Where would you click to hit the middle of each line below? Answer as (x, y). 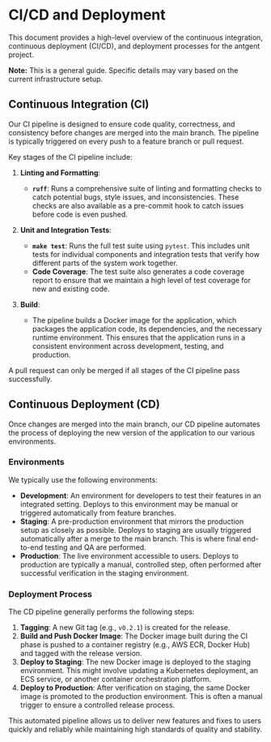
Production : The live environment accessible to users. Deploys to (129, 555)
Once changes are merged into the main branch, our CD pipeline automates (134, 424)
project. (21, 54)
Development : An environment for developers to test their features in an (140, 495)
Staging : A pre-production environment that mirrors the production (132, 521)
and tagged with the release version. (81, 654)
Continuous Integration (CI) (79, 104)
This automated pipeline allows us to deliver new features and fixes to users (135, 721)
